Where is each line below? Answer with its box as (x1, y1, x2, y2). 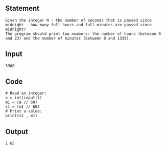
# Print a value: (5, 109, 42, 114)
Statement (5, 4, 40, 13)
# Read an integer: (5, 91, 47, 96)
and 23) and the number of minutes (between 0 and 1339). (5, 35, 131, 41)
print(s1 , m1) (5, 113, 38, 119)
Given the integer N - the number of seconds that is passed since (5, 17, 152, 23)
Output (5, 127, 28, 136)
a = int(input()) (5, 95, 42, 101)
